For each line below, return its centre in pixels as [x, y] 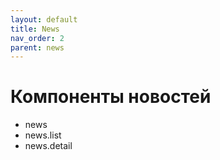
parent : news [37, 47]
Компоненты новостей [111, 97]
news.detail [48, 146]
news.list [43, 135]
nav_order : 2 [37, 38]
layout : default [44, 19]
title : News [35, 29]
